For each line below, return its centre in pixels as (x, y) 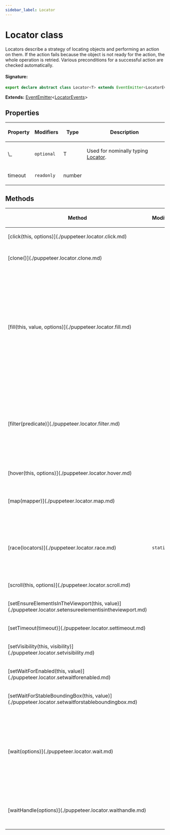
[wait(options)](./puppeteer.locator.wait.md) (61, 752)
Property (19, 132)
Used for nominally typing (117, 151)
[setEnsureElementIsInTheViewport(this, (56, 604)
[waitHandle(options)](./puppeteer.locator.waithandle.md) (77, 810)
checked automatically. (29, 65)
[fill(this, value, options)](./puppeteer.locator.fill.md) (70, 327)
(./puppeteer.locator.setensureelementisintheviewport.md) (78, 610)
